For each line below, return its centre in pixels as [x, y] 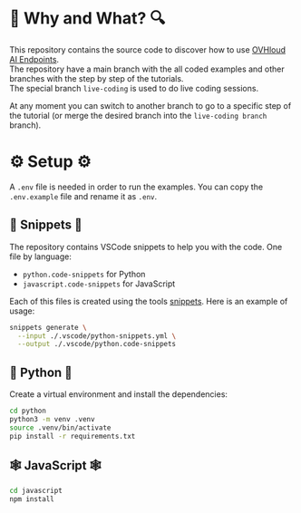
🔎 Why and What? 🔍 [87, 19]
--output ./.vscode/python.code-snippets [97, 344]
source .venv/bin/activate [60, 428]
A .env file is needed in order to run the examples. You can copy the [136, 187]
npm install [32, 499]
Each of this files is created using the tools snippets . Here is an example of [149, 301]
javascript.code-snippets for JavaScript [99, 284]
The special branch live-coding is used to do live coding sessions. [134, 88]
